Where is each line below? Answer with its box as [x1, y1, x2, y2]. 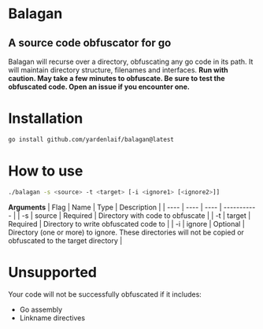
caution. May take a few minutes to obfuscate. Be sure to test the [8, 74, 226, 83]
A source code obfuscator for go [8, 36, 172, 50]
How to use [8, 162, 83, 179]
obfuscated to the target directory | [8, 235, 123, 245]
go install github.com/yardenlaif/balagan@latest [8, 135, 175, 143]
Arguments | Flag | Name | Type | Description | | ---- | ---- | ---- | [8, 202, 222, 212]
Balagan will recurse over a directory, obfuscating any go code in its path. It [8, 57, 254, 66]
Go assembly [19, 305, 63, 314]
